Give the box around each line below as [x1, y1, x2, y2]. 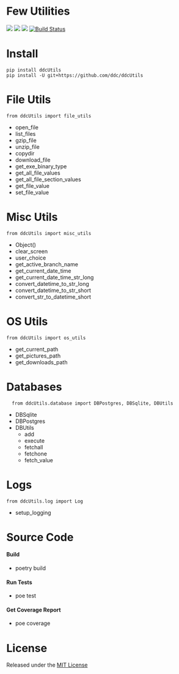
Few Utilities [6, 4, 70, 18]
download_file [15, 156, 51, 163]
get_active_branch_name [15, 260, 78, 268]
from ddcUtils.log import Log [6, 498, 84, 504]
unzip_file [15, 143, 40, 151]
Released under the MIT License [6, 661, 88, 668]
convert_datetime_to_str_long [15, 280, 90, 287]
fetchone [24, 450, 48, 457]
